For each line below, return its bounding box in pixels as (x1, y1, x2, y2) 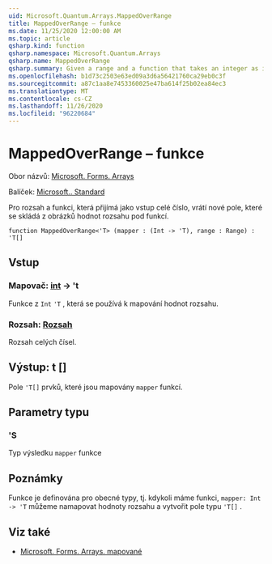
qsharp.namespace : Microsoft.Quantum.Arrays (8, 49, 161, 57)
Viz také (8, 525, 51, 539)
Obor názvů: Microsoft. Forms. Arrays (8, 171, 134, 180)
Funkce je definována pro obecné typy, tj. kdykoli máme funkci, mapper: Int (8, 493, 261, 503)
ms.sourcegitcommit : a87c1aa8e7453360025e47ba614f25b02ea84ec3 (8, 79, 227, 87)
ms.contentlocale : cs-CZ (8, 95, 92, 103)
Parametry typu (8, 405, 89, 419)
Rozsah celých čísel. (8, 337, 77, 346)
